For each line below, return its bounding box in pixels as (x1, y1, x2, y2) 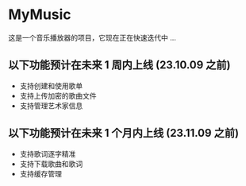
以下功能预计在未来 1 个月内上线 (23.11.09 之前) (8, 126, 240, 140)
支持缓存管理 (19, 169, 62, 178)
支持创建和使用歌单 (19, 81, 83, 91)
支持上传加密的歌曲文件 (19, 91, 97, 100)
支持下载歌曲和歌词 (19, 159, 83, 169)
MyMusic (8, 6, 71, 24)
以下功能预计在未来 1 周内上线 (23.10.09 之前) (8, 58, 232, 72)
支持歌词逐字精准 (19, 149, 76, 158)
